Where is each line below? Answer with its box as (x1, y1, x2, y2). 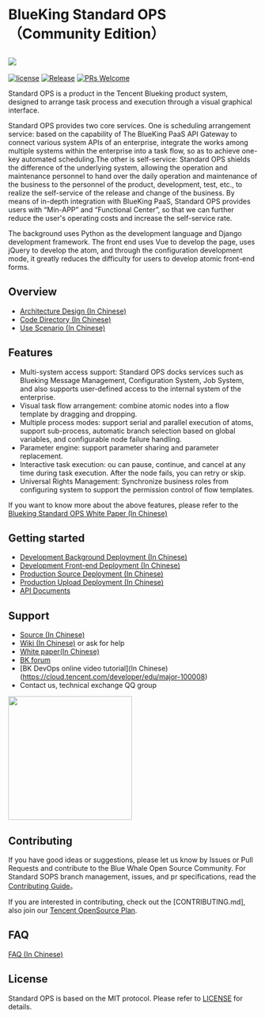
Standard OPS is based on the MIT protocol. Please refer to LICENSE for (8, 993, 243, 1003)
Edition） (104, 25, 165, 43)
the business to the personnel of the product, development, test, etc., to (8, 180, 243, 189)
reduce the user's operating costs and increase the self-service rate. (8, 214, 233, 222)
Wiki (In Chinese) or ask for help (19, 639, 125, 648)
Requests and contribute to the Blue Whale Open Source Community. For (8, 864, 247, 873)
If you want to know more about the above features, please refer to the (8, 500, 239, 510)
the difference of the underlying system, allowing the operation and (8, 163, 228, 172)
